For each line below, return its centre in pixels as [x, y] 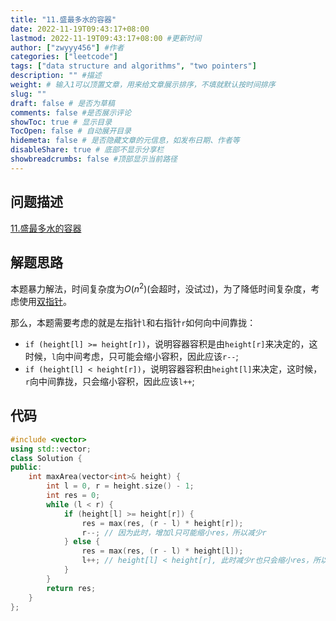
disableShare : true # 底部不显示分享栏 [87, 150]
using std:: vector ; [51, 449]
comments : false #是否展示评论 [71, 112]
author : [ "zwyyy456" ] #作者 [67, 47]
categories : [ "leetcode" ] [64, 57]
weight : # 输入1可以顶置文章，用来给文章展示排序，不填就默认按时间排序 [143, 85]
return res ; [71, 588]
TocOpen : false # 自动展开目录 [71, 131]
